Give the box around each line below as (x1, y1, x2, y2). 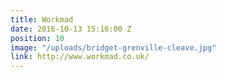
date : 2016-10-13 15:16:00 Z (10, 24, 132, 34)
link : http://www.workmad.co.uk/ (10, 52, 150, 62)
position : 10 (10, 33, 65, 43)
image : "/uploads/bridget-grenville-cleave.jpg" (10, 42, 217, 53)
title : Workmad (10, 14, 74, 25)
